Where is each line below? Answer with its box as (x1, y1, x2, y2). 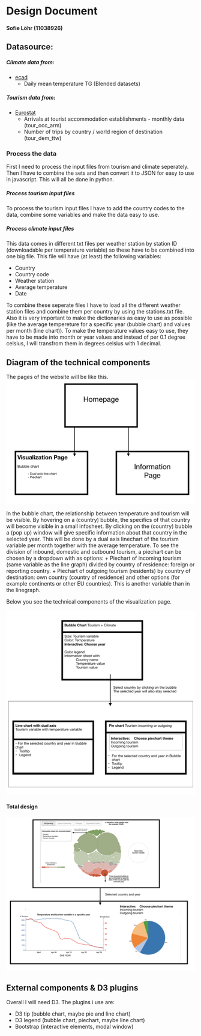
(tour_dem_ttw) (23, 135, 62, 142)
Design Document (6, 4, 98, 18)
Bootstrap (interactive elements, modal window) (14, 1023, 134, 1031)
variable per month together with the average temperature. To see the (6, 542, 179, 549)
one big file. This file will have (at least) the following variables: (6, 253, 162, 260)
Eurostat (14, 109, 36, 117)
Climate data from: (6, 58, 55, 65)
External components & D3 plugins (6, 983, 139, 993)
